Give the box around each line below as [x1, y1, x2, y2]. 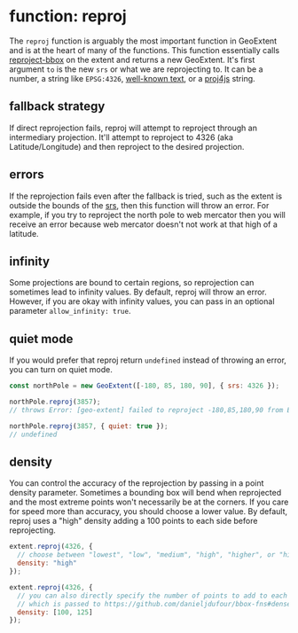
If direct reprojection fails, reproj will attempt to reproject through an [9, 122, 257, 133]
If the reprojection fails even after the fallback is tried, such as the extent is [9, 191, 282, 201]
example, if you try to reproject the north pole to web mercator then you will [9, 209, 286, 220]
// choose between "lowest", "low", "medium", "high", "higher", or [17, 551, 276, 559]
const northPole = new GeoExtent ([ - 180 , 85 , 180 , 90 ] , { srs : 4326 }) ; [9, 381, 280, 391]
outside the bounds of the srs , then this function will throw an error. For [9, 199, 270, 210]
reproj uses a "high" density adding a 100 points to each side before [9, 516, 258, 527]
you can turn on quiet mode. [9, 364, 113, 375]
